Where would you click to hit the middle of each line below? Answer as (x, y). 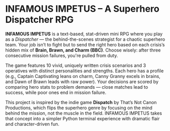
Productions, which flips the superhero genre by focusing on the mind (79, 108)
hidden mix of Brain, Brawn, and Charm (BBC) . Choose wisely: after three (83, 50)
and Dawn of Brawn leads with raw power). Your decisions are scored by (82, 82)
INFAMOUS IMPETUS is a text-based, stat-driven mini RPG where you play (84, 34)
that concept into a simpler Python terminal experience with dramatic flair (82, 118)
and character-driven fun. (32, 124)
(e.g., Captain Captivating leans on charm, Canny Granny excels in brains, (83, 76)
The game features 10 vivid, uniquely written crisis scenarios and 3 (76, 65)
